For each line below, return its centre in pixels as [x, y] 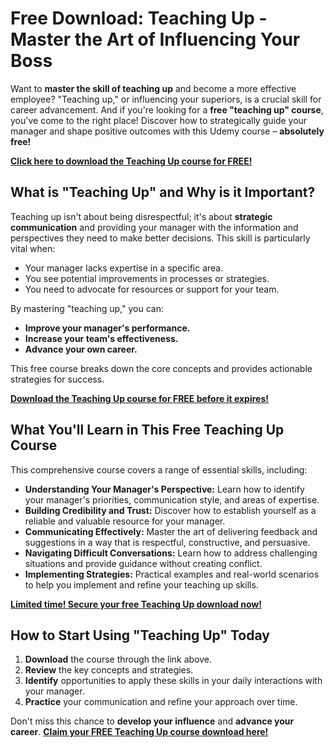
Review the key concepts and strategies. [109, 670]
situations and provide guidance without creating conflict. [143, 563]
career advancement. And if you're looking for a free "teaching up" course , [167, 109]
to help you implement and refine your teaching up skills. [141, 584]
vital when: [33, 248]
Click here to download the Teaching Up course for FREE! [131, 161]
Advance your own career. [81, 349]
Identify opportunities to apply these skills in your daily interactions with [173, 681]
